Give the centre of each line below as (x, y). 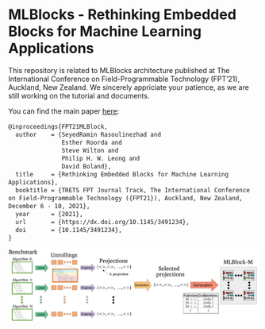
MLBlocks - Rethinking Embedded (122, 15)
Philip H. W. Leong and (101, 158)
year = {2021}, (49, 214)
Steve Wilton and (90, 150)
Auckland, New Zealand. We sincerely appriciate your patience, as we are (129, 87)
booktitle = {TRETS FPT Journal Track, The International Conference (132, 190)
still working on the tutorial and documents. (79, 95)
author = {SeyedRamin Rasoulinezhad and (88, 134)
